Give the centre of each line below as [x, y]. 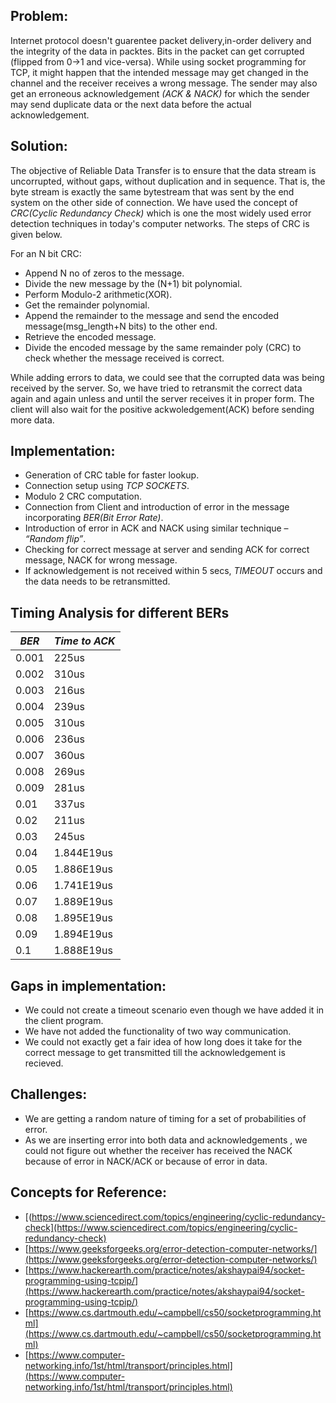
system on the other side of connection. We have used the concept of [154, 202]
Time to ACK [84, 641]
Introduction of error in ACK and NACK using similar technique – [156, 528]
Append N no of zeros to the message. [104, 273]
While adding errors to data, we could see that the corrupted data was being [167, 377]
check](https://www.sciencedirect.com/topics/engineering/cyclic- [161, 1227]
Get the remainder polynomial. [87, 305]
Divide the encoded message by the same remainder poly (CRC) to [163, 347]
